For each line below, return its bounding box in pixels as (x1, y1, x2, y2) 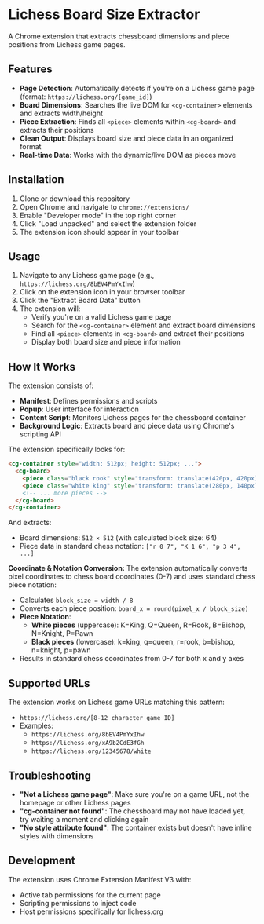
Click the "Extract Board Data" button (19, 296, 141, 305)
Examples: (19, 721, 53, 731)
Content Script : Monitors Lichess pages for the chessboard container (19, 413, 246, 422)
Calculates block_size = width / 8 (19, 595, 134, 605)
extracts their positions (19, 125, 94, 134)
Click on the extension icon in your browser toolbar (19, 287, 185, 297)
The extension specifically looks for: (8, 445, 126, 455)
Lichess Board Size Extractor (8, 5, 200, 24)
